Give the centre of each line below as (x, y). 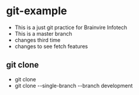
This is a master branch (43, 33)
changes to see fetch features (51, 46)
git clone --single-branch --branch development (74, 85)
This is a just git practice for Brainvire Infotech (71, 27)
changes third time (38, 40)
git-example (37, 11)
